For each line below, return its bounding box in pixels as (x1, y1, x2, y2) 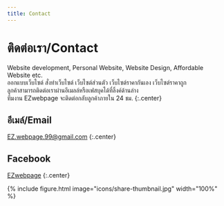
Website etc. (7, 71, 43, 79)
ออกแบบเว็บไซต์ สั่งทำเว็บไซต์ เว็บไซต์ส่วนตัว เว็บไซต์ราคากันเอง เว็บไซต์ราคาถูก (7, 78, 187, 87)
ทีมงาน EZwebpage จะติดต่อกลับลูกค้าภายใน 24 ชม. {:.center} (7, 94, 162, 102)
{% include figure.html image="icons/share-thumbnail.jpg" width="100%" (7, 184, 218, 193)
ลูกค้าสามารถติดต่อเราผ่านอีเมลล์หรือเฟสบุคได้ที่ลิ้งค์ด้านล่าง (7, 86, 139, 94)
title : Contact (7, 10, 51, 17)
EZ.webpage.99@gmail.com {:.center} (7, 132, 116, 141)
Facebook (7, 153, 51, 164)
